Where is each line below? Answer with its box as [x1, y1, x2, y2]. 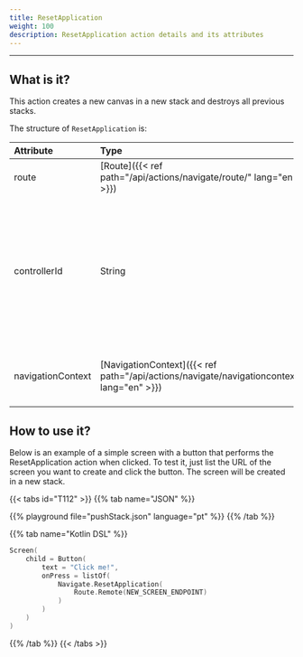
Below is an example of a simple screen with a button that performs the [9, 447, 274, 457]
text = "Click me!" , [41, 562, 119, 572]
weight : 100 [9, 22, 54, 31]
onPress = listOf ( [41, 571, 111, 580]
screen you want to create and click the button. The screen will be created [9, 466, 286, 477]
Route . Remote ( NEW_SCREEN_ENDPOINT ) [73, 588, 207, 597]
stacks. [9, 106, 37, 117]
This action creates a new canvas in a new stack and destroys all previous [9, 96, 285, 107]
